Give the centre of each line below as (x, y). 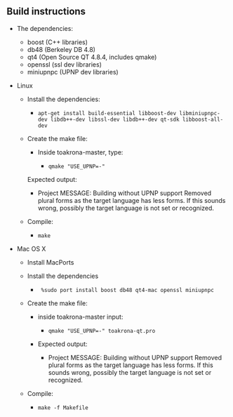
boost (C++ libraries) (58, 42)
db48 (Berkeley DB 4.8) (61, 49)
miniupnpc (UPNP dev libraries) (73, 72)
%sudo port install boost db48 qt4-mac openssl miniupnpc (128, 290)
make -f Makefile (63, 408)
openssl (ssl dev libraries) (65, 64)
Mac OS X (31, 249)
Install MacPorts (51, 262)
